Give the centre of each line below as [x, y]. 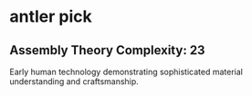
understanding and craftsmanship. [74, 82]
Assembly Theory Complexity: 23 [107, 50]
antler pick [51, 17]
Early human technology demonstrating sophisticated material [126, 72]
